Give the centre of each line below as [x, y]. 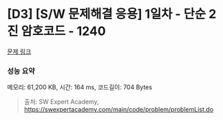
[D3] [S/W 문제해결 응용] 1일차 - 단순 [107, 14]
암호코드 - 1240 [63, 31]
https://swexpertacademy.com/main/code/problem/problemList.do [119, 110]
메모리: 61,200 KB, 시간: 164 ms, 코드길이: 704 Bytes [80, 87]
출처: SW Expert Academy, [61, 102]
